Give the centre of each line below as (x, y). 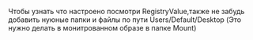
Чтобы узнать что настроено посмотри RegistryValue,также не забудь (126, 11)
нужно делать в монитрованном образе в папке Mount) (102, 28)
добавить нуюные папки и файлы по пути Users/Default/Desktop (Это (125, 20)
